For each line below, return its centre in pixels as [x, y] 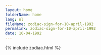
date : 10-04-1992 [23, 33]
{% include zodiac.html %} [33, 48]
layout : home [19, 10]
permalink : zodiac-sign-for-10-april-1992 [50, 29]
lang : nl [14, 19]
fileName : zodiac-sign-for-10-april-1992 [49, 24]
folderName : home [23, 15]
